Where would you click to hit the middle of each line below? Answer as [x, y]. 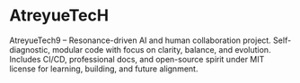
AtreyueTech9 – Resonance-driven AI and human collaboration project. [140, 40]
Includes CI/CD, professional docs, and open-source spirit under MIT [137, 59]
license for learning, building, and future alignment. [104, 69]
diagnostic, [30, 49]
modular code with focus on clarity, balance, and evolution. [162, 49]
